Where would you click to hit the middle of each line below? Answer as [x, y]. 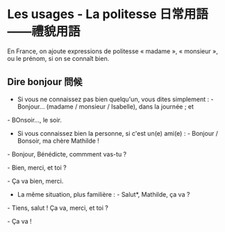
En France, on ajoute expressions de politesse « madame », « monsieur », [113, 51]
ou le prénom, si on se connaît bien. [58, 58]
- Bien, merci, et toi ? [37, 168]
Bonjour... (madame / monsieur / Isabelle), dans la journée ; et [106, 106]
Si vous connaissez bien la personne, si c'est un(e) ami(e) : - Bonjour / [118, 133]
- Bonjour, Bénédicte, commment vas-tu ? [67, 154]
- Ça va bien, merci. [35, 181]
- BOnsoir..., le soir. [35, 120]
